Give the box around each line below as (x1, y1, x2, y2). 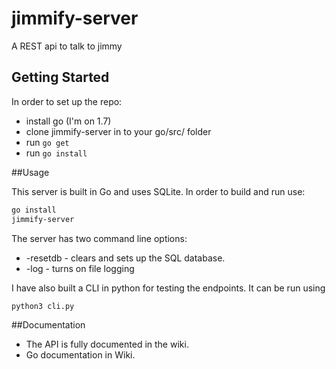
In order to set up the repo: (11, 95, 123, 107)
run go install (25, 147, 88, 159)
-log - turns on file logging (25, 262, 135, 274)
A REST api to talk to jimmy (11, 40, 123, 52)
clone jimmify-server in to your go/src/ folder (25, 125, 212, 137)
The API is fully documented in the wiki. (25, 338, 189, 351)
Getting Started (11, 69, 110, 86)
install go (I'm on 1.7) (25, 115, 112, 127)
